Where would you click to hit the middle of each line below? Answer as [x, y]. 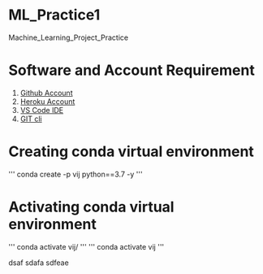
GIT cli [31, 119]
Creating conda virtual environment [131, 152]
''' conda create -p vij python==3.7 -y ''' [76, 174]
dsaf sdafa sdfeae [39, 263]
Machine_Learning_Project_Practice [68, 37]
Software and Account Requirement [132, 70]
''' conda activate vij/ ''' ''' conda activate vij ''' [86, 246]
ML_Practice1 [54, 15]
